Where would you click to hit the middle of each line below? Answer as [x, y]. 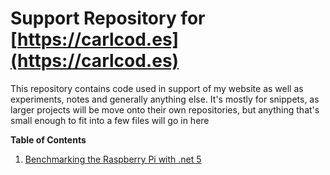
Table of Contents [48, 139]
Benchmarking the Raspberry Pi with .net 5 [113, 159]
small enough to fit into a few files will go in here [110, 120]
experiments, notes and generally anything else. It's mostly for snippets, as [165, 99]
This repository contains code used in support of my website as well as [157, 88]
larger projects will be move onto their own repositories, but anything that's [165, 109]
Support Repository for [108, 18]
